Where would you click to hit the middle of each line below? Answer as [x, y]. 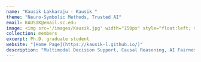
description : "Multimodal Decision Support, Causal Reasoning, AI [91, 50]
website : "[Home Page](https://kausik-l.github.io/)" [75, 45]
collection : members [32, 34]
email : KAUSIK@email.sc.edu [41, 22]
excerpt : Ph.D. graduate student [48, 39]
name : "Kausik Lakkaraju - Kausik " [52, 12]
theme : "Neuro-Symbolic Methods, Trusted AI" [64, 17]
